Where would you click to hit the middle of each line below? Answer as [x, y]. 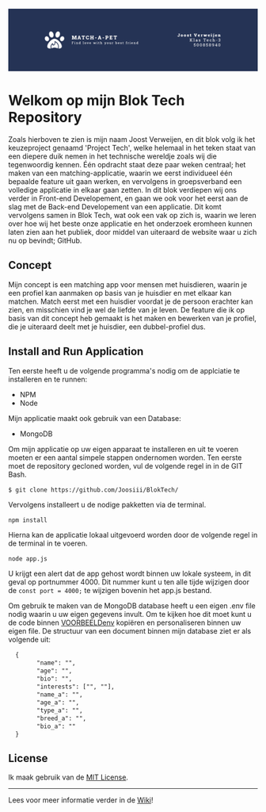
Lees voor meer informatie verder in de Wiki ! [81, 800]
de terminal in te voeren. [48, 543]
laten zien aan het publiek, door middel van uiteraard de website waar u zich [133, 232]
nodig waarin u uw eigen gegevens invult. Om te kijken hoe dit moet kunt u [130, 614]
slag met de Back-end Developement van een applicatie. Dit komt [115, 206]
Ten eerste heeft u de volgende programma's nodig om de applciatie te [124, 370]
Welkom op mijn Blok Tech [97, 101]
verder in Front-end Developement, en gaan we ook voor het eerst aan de [128, 198]
